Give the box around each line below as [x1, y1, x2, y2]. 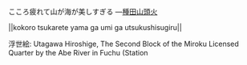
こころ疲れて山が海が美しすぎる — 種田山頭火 [8, 7, 158, 16]
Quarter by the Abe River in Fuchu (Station [8, 48, 148, 57]
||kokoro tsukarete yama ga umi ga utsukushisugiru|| [8, 23, 182, 32]
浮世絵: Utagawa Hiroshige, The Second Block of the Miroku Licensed [8, 39, 239, 48]
